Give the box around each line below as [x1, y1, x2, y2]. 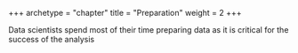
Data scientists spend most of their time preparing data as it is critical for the [8, 25, 289, 34]
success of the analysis [8, 34, 95, 44]
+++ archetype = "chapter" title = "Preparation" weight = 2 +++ [8, 8, 242, 18]
